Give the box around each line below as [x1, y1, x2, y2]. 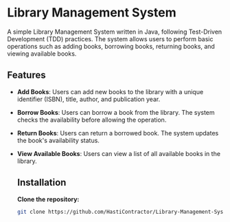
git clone [16, 208, 46, 215]
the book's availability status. [16, 136, 100, 144]
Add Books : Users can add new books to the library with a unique [16, 87, 204, 96]
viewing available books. [7, 49, 77, 58]
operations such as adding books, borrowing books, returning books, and [7, 42, 215, 50]
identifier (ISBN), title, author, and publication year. [16, 95, 161, 103]
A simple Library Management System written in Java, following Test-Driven [7, 27, 222, 36]
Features [7, 69, 46, 81]
